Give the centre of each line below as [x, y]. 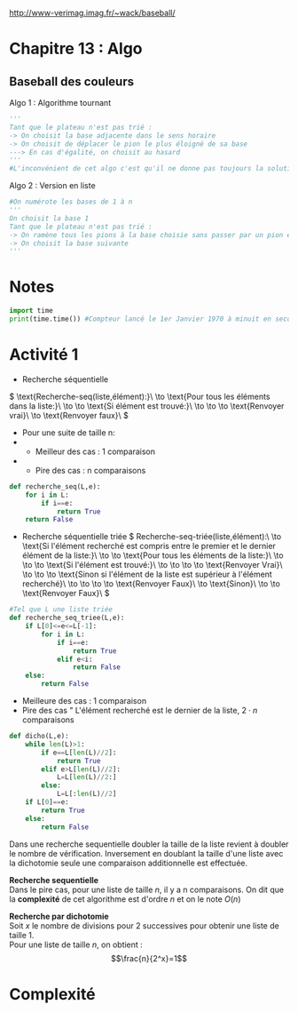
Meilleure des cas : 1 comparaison [84, 701]
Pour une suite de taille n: [68, 432]
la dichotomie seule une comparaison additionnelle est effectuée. [129, 863]
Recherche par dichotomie [59, 916]
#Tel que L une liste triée [61, 610]
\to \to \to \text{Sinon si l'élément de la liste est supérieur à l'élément [147, 574]
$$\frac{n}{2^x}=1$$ [149, 958]
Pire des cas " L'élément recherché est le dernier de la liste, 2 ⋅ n [140, 710]
